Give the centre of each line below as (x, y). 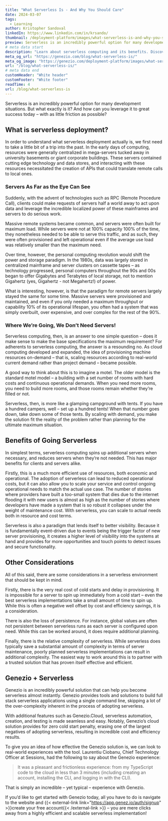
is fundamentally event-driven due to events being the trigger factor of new (83, 531)
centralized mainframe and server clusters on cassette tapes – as (72, 265)
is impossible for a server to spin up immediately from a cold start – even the (84, 595)
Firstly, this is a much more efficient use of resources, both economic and (81, 473)
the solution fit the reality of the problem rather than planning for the (75, 419)
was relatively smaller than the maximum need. (53, 245)
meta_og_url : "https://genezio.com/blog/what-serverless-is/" (71, 56)
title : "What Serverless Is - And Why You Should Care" (64, 10)
